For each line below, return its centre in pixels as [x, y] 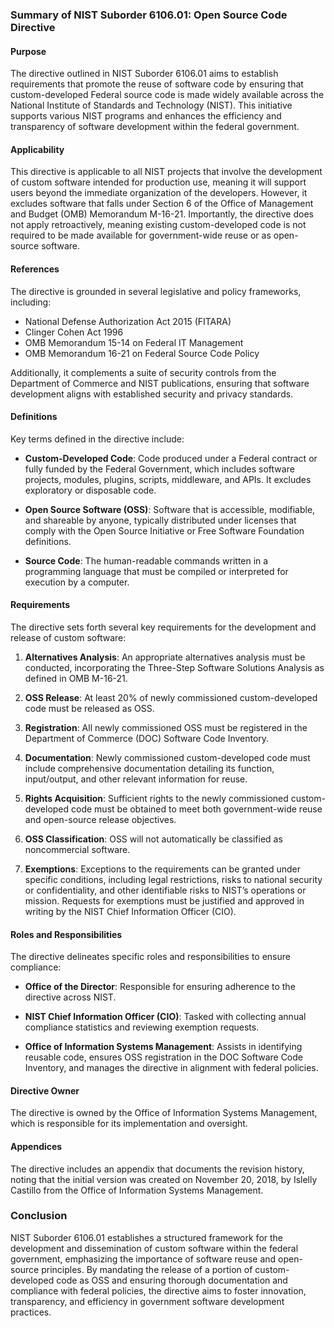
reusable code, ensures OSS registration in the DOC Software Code [163, 1057]
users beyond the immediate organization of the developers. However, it [159, 193]
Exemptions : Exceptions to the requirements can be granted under [162, 869]
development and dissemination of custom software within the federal [154, 1248]
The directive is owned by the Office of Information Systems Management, [164, 1113]
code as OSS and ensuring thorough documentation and [172, 1280]
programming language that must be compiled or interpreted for [156, 571]
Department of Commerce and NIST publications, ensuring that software [160, 383]
